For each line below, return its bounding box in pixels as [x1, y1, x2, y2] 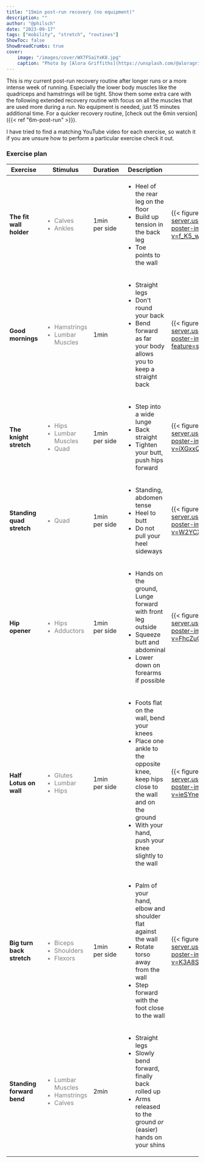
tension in [135, 220, 164, 228]
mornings [9, 334, 38, 343]
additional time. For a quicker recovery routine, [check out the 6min [6, 110, 176, 117]
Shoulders [54, 946, 84, 955]
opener [9, 626, 31, 635]
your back [135, 311, 165, 320]
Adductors [54, 626, 84, 635]
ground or [135, 1118, 164, 1126]
